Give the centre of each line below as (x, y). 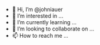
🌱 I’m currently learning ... (44, 22)
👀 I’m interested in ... (38, 16)
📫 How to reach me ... (40, 36)
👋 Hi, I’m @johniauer (37, 9)
